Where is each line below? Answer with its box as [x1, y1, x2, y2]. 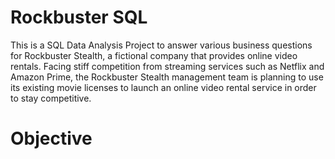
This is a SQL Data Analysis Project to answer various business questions [10, 39, 313, 51]
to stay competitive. [10, 92, 92, 104]
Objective [10, 127, 93, 150]
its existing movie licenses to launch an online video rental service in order [10, 81, 317, 93]
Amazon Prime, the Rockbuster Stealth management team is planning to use [10, 71, 324, 83]
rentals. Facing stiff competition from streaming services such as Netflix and [10, 60, 325, 72]
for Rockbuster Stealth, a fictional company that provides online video [10, 49, 298, 61]
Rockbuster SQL [10, 6, 148, 29]
